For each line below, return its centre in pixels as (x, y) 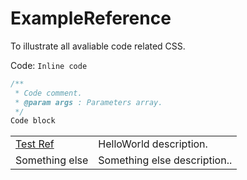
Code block (33, 121)
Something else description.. (165, 160)
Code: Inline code (49, 65)
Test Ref (35, 144)
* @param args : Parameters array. (88, 102)
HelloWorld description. (153, 144)
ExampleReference (91, 18)
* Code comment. (48, 93)
